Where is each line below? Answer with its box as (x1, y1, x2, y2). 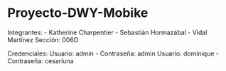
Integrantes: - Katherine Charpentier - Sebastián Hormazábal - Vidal (7, 28, 208, 37)
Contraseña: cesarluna (7, 56, 74, 65)
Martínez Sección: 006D (7, 35, 79, 44)
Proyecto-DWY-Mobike (7, 5, 149, 21)
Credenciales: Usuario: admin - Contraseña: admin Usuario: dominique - (7, 49, 219, 58)
